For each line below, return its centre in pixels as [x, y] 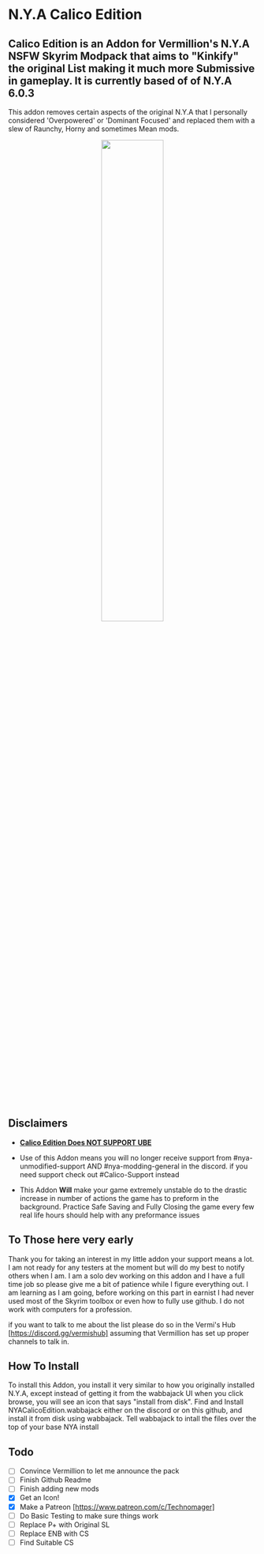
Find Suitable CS [46, 1542]
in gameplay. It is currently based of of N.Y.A [120, 81]
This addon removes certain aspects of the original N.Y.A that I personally [128, 112]
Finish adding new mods [59, 1489]
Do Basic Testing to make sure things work [89, 1515]
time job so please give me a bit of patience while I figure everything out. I [128, 1284]
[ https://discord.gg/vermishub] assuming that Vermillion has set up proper [129, 1333]
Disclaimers [38, 1123]
